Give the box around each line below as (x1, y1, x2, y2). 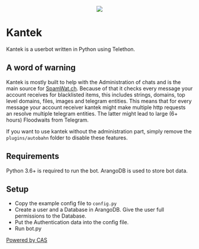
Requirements (6, 151, 59, 161)
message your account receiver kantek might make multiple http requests (6, 104, 186, 111)
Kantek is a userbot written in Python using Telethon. (6, 45, 135, 53)
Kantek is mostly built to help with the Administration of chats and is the (6, 78, 181, 85)
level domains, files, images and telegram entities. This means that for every (6, 97, 192, 104)
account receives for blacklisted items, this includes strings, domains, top (6, 91, 185, 98)
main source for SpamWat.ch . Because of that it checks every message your (6, 85, 193, 92)
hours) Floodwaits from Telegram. (6, 116, 89, 123)
